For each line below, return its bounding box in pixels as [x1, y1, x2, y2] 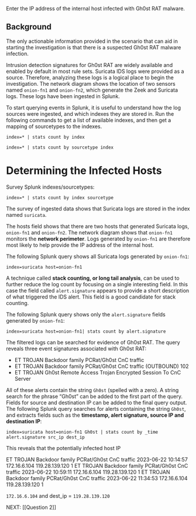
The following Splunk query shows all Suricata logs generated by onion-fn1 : [6, 253, 189, 260]
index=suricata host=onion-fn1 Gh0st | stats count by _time [6, 429, 159, 435]
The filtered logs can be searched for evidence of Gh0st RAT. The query [6, 339, 180, 346]
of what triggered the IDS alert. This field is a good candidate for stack [6, 293, 176, 300]
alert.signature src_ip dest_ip [6, 434, 85, 440]
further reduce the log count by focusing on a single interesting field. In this [6, 280, 188, 287]
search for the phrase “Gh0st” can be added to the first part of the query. [6, 393, 183, 400]
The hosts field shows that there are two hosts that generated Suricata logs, [6, 223, 189, 230]
